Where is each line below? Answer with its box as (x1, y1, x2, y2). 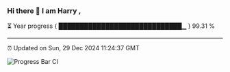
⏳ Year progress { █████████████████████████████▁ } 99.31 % (7, 22, 216, 30)
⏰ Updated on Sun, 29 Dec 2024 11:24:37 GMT (7, 44, 140, 52)
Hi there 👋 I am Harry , (7, 6, 81, 16)
